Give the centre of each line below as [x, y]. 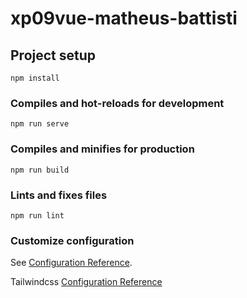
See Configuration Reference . [71, 263]
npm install [35, 78]
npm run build [40, 170]
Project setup [53, 55]
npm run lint [37, 215]
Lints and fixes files [59, 195]
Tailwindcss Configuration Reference [86, 282]
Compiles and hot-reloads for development [117, 103]
